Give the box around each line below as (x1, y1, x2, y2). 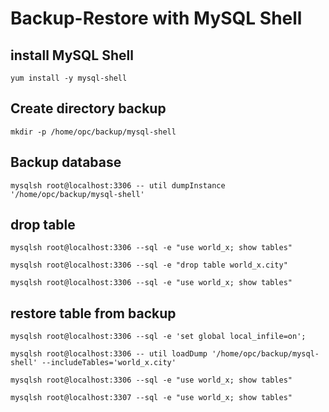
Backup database (10, 154, 122, 171)
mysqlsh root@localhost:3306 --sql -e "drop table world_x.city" (10, 260, 288, 271)
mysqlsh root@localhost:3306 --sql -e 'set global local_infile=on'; (10, 332, 307, 342)
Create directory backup (10, 100, 167, 117)
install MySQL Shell (10, 47, 134, 64)
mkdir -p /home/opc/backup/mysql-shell (10, 127, 177, 137)
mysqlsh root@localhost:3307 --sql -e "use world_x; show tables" (10, 393, 293, 403)
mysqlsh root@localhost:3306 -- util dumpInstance (10, 180, 226, 191)
